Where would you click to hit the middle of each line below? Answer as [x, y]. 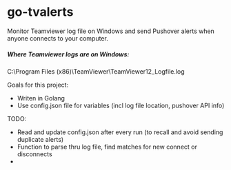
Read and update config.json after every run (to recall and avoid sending [120, 132]
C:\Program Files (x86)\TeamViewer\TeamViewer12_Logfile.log [96, 71]
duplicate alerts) [40, 139]
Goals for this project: [38, 85]
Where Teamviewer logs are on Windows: [68, 54]
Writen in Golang [41, 98]
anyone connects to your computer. [58, 38]
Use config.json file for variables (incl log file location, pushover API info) [121, 105]
